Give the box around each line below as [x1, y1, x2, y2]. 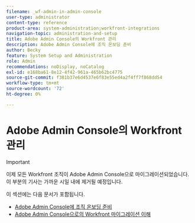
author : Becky [6, 47, 41, 53]
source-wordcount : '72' [6, 86, 65, 92]
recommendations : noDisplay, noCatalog [6, 63, 105, 70]
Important [6, 158, 30, 166]
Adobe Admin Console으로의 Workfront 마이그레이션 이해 [14, 211, 151, 218]
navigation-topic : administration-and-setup [6, 31, 118, 37]
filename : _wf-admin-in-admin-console [6, 8, 102, 15]
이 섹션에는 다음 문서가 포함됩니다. [6, 190, 85, 198]
